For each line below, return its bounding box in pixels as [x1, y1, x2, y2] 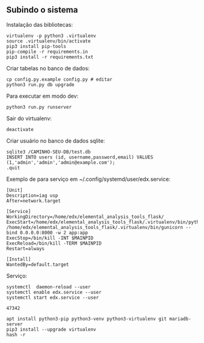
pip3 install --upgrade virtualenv [6, 326, 97, 333]
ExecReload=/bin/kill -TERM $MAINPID [6, 240, 102, 246]
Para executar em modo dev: [6, 92, 79, 100]
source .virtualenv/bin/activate [6, 38, 91, 44]
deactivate [6, 126, 34, 132]
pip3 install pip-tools [6, 43, 67, 49]
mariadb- [169, 316, 191, 322]
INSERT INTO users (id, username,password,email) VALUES [6, 154, 154, 160]
